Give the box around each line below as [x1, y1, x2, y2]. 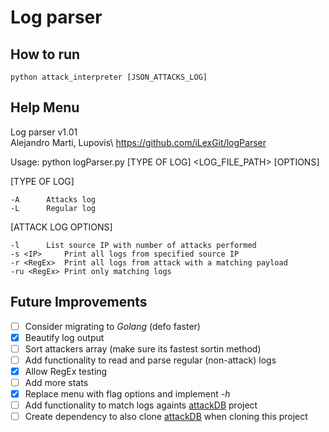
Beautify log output [24, 331, 105, 343]
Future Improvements [10, 294, 148, 311]
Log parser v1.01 [10, 126, 78, 138]
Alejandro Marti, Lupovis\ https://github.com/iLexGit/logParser [10, 136, 267, 148]
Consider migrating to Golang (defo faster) [24, 320, 201, 332]
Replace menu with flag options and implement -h [24, 388, 231, 400]
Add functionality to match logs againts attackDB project [24, 399, 258, 411]
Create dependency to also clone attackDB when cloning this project [24, 411, 308, 423]
